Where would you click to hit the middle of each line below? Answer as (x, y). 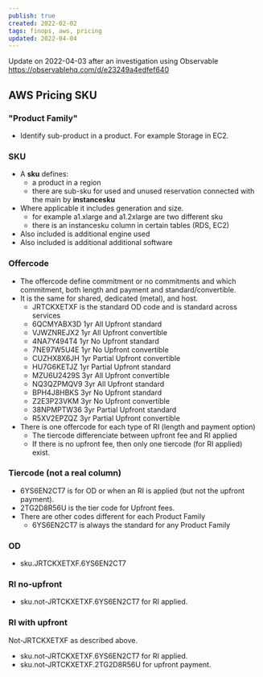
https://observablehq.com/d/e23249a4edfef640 (89, 70)
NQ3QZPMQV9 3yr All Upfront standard (98, 384)
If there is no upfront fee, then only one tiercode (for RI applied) (137, 443)
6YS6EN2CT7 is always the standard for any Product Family (131, 525)
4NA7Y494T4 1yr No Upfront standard (95, 341)
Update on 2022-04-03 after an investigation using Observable (113, 61)
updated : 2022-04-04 (43, 38)
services (46, 315)
